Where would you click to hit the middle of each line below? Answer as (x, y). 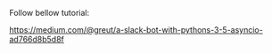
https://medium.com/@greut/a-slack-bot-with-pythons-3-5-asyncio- (136, 30)
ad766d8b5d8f (37, 39)
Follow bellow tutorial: (49, 13)
